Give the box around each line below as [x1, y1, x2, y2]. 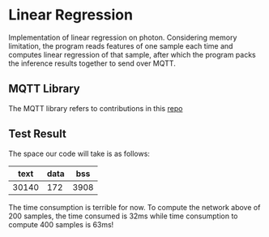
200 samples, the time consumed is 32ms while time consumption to [8, 211, 238, 221]
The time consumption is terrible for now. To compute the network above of [8, 202, 261, 212]
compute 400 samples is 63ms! [8, 219, 114, 229]
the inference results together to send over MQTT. [8, 58, 176, 68]
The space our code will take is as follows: [8, 149, 150, 158]
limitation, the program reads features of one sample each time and [8, 41, 233, 50]
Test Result [8, 127, 66, 141]
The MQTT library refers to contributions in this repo [8, 103, 183, 113]
